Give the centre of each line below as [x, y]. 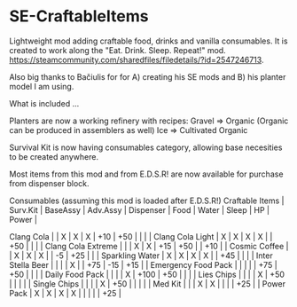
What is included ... [44, 103]
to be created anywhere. [54, 156]
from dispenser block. [50, 183]
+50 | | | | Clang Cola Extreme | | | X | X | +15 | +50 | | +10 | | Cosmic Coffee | [149, 246]
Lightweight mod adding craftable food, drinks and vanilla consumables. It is [148, 41]
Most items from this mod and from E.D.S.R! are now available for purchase [146, 174]
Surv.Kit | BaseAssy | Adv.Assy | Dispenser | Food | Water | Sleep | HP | [140, 209]
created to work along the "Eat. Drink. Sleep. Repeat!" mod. [117, 50]
